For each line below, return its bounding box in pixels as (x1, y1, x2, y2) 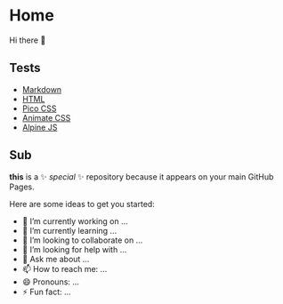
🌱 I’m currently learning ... (21, 225, 117, 236)
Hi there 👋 (9, 35, 46, 45)
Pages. (9, 181, 35, 192)
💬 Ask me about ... (21, 253, 90, 264)
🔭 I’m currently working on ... (21, 215, 128, 227)
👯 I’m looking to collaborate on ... (21, 235, 143, 245)
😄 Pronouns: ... (21, 276, 80, 287)
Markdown (21, 84, 62, 94)
